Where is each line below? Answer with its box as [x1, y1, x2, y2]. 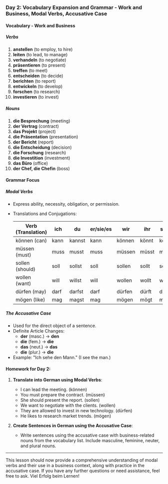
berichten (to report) [12, 78, 56, 84]
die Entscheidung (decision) [12, 144, 72, 150]
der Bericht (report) [12, 139, 54, 145]
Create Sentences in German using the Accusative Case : [12, 423, 133, 429]
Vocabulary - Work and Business [5, 22, 75, 28]
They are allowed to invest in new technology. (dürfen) [20, 408, 133, 414]
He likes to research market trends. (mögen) [20, 413, 112, 419]
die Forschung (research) [12, 150, 66, 156]
